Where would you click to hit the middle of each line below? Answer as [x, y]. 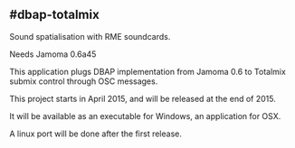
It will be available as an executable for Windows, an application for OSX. [145, 116]
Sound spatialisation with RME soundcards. [90, 36]
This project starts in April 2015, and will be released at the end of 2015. [143, 98]
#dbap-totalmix [54, 15]
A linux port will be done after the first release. [96, 134]
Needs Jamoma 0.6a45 [53, 54]
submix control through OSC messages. [84, 81]
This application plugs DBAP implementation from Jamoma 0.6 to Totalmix [148, 71]
